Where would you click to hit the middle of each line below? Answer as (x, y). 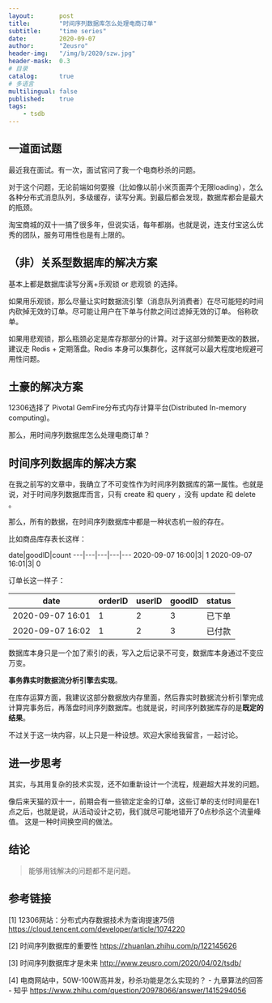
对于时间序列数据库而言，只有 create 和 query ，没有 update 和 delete (139, 495)
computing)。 (31, 418)
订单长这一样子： (37, 581)
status (219, 601)
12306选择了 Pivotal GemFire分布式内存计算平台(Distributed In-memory (127, 408)
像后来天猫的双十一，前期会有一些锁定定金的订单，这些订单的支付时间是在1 (134, 802)
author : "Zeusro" (49, 46)
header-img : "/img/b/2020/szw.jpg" (72, 54)
